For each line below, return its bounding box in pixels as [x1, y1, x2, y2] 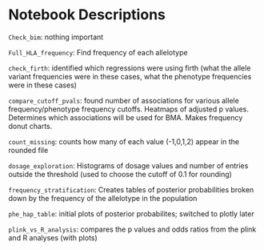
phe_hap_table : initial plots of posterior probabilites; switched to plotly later [8, 208, 254, 218]
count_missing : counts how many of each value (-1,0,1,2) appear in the [8, 136, 240, 146]
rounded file [8, 145, 49, 155]
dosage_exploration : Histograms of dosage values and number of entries [8, 160, 249, 170]
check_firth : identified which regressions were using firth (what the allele [8, 62, 251, 73]
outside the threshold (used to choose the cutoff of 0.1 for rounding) [8, 169, 232, 179]
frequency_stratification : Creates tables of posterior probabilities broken [8, 184, 254, 194]
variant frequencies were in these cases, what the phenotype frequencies [8, 71, 252, 81]
